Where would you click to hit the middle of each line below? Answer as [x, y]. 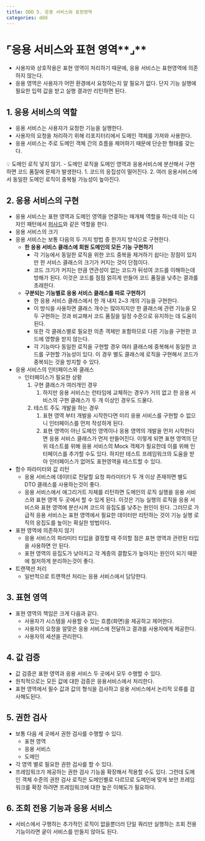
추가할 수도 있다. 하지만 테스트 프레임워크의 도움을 [129, 454]
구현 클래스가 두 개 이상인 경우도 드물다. [106, 400]
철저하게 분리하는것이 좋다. [63, 561]
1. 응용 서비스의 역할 [42, 112]
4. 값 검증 [23, 658]
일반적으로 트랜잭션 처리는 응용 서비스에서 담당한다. [86, 576]
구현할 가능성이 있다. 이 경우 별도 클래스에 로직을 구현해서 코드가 [122, 354]
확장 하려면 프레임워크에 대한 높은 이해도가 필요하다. [94, 787]
